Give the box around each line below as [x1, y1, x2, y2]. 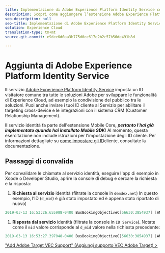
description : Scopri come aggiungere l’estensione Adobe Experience [5, 12, 148, 17]
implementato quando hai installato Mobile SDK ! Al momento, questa [5, 127, 148, 133]
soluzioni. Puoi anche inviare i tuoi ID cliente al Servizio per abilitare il [5, 102, 145, 108]
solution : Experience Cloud [5, 25, 63, 30]
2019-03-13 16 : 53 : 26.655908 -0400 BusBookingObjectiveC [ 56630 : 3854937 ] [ [5, 210, 157, 215]
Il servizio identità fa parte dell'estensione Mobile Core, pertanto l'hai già [5, 122, 154, 128]
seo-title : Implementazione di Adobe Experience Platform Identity [5, 21, 146, 26]
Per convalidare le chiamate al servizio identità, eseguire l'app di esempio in [5, 170, 159, 176]
